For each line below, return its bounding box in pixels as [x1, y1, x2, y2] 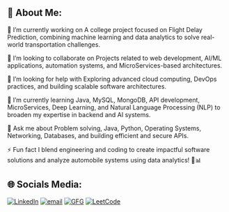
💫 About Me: [7, 7, 63, 19]
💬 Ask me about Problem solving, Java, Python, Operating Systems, [7, 123, 202, 132]
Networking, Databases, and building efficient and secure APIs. [7, 131, 189, 139]
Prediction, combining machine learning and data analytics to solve [7, 33, 200, 41]
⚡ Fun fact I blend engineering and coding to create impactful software [7, 145, 210, 153]
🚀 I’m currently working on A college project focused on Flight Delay [7, 25, 203, 33]
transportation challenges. [24, 40, 101, 49]
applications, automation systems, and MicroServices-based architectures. [7, 61, 223, 70]
